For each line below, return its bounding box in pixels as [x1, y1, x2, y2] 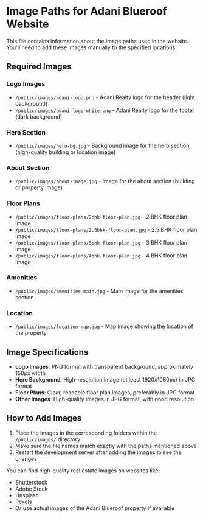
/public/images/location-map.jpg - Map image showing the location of [15, 323, 193, 330]
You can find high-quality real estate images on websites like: [6, 467, 160, 474]
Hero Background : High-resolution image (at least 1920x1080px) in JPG [15, 376, 196, 383]
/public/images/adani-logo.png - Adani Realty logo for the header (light [15, 93, 196, 101]
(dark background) [15, 113, 63, 120]
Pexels [15, 498, 32, 505]
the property [15, 329, 47, 337]
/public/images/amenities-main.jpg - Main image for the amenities [15, 287, 184, 295]
